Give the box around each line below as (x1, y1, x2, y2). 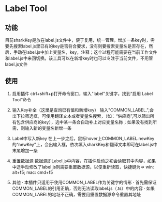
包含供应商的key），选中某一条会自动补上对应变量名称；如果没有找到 (16, 119, 153, 125)
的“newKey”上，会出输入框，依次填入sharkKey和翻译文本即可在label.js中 (12, 141, 158, 147)
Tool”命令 (12, 96, 31, 102)
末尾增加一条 (12, 147, 38, 153)
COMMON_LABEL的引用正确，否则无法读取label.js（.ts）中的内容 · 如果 (12, 185, 155, 191)
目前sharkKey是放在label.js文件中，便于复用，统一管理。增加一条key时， (5, 37, 151, 43)
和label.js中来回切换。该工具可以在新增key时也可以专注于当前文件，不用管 (5, 55, 153, 61)
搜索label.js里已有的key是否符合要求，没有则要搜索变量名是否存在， (13, 43, 149, 49)
